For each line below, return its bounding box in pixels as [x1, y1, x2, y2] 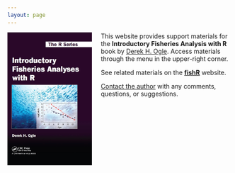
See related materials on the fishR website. [101, 68, 227, 77]
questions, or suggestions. [101, 89, 178, 98]
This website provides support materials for [101, 32, 228, 40]
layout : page [7, 11, 46, 18]
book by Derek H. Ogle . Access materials [101, 47, 221, 55]
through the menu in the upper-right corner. [101, 54, 229, 63]
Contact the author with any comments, [101, 82, 217, 90]
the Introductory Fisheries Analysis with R [101, 39, 227, 48]
